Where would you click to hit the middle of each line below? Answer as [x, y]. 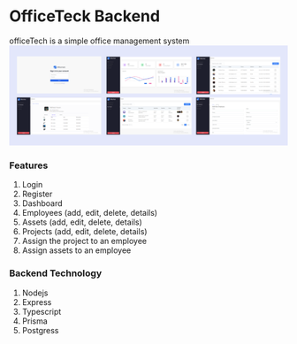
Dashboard [42, 203]
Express [37, 302]
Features [29, 165]
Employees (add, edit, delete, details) [89, 213]
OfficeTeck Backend [85, 16]
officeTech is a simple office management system [99, 41]
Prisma [35, 321]
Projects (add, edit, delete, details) [84, 232]
